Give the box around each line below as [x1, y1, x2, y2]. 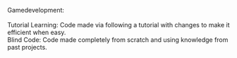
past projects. [7, 43, 47, 51]
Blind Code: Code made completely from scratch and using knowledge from [7, 36, 229, 44]
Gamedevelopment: [7, 6, 65, 14]
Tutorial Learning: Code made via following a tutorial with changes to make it [7, 21, 230, 29]
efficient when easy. [7, 28, 66, 36]
